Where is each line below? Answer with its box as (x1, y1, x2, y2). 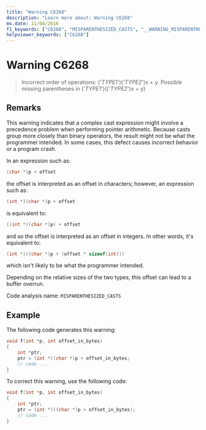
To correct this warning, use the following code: (6, 378, 128, 385)
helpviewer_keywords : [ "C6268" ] (6, 32, 89, 38)
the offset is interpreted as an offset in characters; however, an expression (6, 180, 194, 187)
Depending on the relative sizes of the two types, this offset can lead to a (6, 274, 191, 281)
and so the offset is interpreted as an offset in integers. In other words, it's (6, 232, 194, 240)
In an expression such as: (6, 157, 71, 164)
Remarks (6, 102, 42, 113)
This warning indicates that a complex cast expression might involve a (6, 119, 184, 126)
